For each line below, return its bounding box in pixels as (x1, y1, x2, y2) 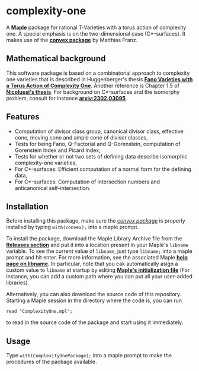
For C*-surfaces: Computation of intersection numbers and (14, 178, 161, 185)
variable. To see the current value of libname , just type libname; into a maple (6, 248, 192, 255)
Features (6, 112, 40, 122)
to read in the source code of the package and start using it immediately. (6, 319, 184, 326)
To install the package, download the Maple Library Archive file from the (6, 235, 182, 242)
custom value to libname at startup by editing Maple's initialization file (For (6, 267, 190, 274)
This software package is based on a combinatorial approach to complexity (6, 69, 190, 77)
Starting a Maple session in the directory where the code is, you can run (6, 297, 182, 304)
